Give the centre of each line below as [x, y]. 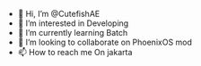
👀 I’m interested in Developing [73, 23]
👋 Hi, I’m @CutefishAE [59, 14]
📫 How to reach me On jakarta [75, 52]
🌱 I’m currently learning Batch [73, 33]
